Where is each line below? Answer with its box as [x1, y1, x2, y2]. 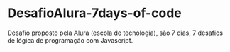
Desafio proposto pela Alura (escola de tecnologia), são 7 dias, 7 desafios [7, 28, 224, 37]
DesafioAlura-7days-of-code [7, 5, 182, 21]
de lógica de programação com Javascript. [7, 36, 133, 44]
